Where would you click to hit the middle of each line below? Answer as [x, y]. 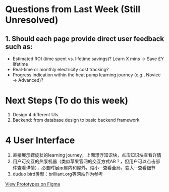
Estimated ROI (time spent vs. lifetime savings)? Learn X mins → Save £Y [88, 59]
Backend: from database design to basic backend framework [76, 120]
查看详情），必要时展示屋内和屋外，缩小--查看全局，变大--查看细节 [86, 167]
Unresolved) [32, 20]
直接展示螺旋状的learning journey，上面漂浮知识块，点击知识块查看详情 [87, 155]
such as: [19, 46]
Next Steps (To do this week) [67, 101]
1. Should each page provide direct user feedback [85, 39]
